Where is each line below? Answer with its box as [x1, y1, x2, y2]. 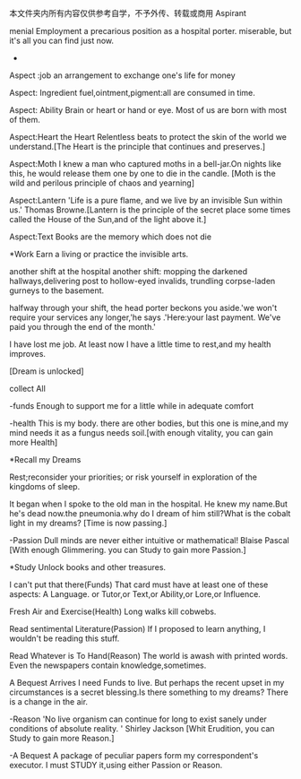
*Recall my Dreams [9, 454, 82, 464]
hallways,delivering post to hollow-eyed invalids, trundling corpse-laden [9, 276, 276, 286]
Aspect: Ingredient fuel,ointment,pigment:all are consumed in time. [9, 88, 255, 98]
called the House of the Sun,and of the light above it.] [9, 214, 207, 224]
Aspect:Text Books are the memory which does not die [9, 231, 212, 242]
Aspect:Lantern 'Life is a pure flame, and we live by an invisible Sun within [9, 195, 283, 205]
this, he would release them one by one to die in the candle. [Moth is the [9, 169, 276, 178]
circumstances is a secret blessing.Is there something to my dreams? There [9, 687, 288, 697]
